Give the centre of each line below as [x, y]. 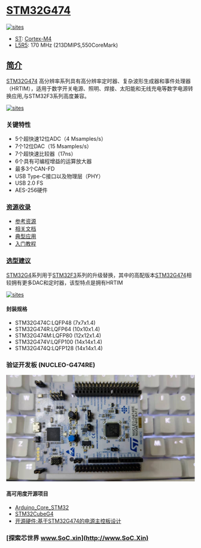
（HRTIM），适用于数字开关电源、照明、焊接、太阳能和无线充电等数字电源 [97, 88]
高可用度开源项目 [27, 494]
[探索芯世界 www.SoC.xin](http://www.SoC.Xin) [77, 538]
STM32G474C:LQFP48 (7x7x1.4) [55, 323]
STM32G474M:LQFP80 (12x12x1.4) [58, 335]
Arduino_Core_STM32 [42, 507]
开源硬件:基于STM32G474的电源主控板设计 [68, 521]
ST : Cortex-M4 [33, 38]
